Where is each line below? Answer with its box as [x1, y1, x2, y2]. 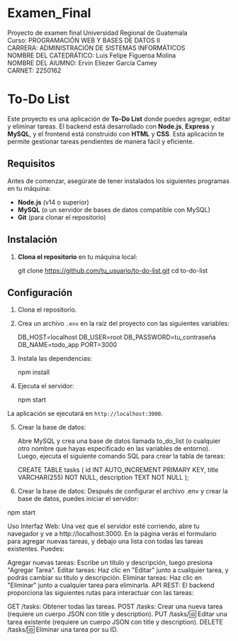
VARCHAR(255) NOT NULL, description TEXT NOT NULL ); [17, 473, 189, 482]
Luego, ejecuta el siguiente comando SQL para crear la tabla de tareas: [17, 452, 225, 461]
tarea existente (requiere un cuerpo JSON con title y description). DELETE [7, 618, 223, 626]
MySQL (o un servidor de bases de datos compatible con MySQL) [17, 205, 211, 214]
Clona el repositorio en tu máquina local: [17, 252, 138, 261]
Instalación [7, 234, 58, 246]
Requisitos [7, 158, 55, 170]
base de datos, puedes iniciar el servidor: [17, 495, 139, 503]
